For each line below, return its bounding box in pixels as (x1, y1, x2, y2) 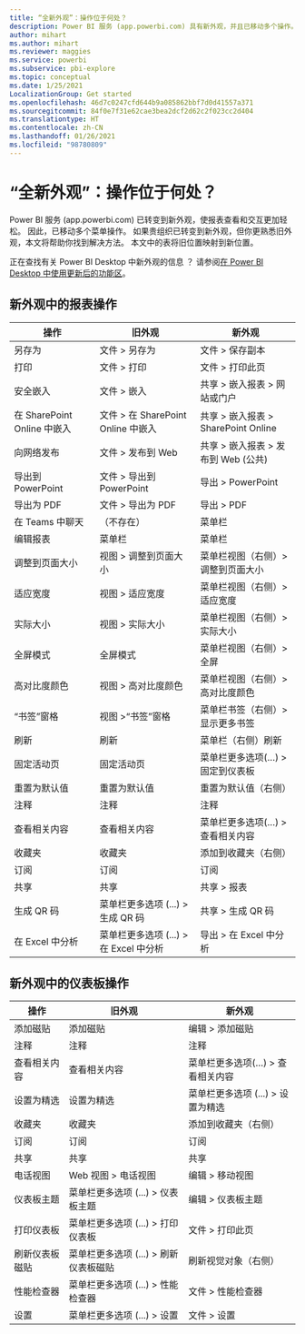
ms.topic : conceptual (9, 73, 92, 82)
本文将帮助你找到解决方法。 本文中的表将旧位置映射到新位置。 (25, 237, 259, 248)
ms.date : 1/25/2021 (9, 81, 84, 90)
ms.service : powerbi (9, 56, 88, 65)
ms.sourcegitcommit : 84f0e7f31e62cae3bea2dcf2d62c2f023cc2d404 (9, 106, 254, 116)
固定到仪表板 (199, 764, 255, 777)
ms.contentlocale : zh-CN (9, 124, 103, 133)
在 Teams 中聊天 (14, 515, 84, 528)
